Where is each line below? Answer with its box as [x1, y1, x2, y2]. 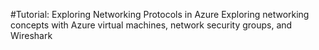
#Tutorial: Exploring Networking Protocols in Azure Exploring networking [10, 9, 310, 20]
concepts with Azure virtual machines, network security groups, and [10, 19, 293, 31]
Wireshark [10, 30, 53, 41]
